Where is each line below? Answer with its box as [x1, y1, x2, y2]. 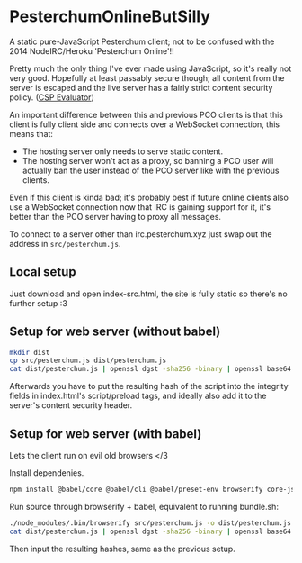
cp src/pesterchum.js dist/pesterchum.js [9, 356, 167, 366]
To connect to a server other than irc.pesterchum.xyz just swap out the [9, 228, 272, 240]
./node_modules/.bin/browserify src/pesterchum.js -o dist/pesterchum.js [9, 518, 292, 528]
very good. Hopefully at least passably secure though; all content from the [9, 72, 285, 83]
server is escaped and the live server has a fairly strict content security [9, 82, 273, 93]
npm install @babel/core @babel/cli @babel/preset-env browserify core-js [9, 485, 296, 494]
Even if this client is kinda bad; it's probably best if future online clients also [9, 192, 289, 203]
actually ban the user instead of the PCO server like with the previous [22, 165, 280, 176]
